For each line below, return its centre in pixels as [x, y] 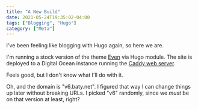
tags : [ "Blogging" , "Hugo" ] [42, 23]
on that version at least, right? [43, 99]
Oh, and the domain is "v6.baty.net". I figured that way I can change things [99, 87]
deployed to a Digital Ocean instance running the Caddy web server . [91, 63]
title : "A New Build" [33, 12]
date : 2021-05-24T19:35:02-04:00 [48, 17]
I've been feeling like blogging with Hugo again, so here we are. [85, 46]
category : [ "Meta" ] [31, 28]
